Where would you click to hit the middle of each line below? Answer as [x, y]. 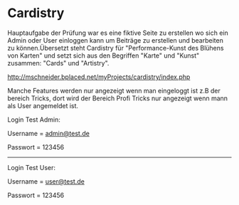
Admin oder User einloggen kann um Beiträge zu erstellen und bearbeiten [116, 40]
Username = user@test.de [46, 181]
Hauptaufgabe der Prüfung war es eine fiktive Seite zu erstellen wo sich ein [118, 33]
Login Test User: [31, 167]
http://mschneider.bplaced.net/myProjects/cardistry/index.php [99, 77]
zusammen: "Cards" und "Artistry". [58, 63]
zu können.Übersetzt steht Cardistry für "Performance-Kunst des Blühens [116, 48]
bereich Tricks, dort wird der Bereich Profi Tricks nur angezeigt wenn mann [118, 98]
